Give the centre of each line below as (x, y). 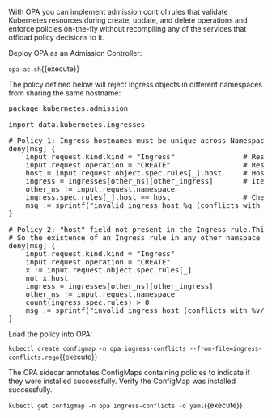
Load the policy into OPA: (51, 334)
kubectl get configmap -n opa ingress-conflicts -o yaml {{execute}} (125, 405)
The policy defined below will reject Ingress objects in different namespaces (136, 84)
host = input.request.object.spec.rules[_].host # (137, 173)
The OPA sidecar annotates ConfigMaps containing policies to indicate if (130, 372)
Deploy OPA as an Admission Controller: (75, 53)
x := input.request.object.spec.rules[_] (109, 270)
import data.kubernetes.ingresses (77, 125)
